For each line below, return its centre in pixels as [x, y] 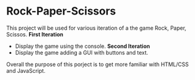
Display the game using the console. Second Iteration [82, 46]
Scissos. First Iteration [35, 34]
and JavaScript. [26, 70]
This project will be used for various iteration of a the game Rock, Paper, [96, 28]
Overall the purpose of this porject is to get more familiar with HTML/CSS [97, 64]
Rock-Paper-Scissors [61, 11]
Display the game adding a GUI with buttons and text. [81, 52]
